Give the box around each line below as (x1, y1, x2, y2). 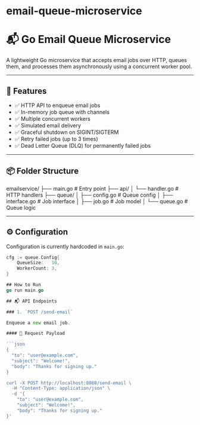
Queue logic (6, 204, 36, 211)
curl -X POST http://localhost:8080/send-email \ (6, 380, 132, 386)
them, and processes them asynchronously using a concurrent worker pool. (6, 63, 192, 70)
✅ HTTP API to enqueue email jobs (14, 102, 101, 109)
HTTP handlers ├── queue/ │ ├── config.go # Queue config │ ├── (6, 191, 174, 198)
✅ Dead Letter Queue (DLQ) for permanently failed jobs (14, 142, 151, 149)
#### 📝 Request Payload (6, 331, 65, 337)
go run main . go (6, 287, 44, 293)
